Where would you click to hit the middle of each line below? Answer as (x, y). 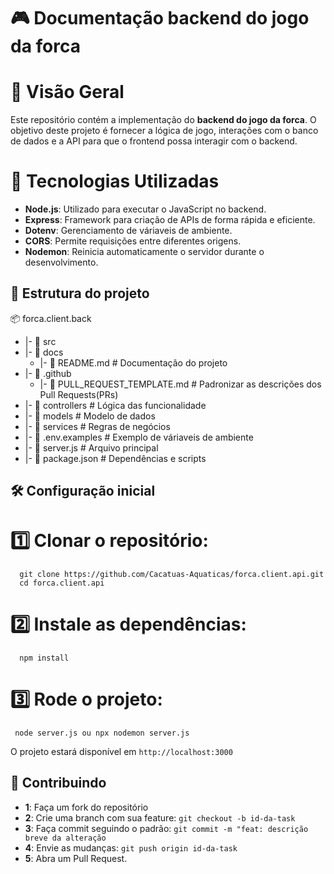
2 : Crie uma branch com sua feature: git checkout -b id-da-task (160, 817)
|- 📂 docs (44, 352)
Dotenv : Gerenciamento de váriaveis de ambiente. (128, 231)
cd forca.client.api (62, 583)
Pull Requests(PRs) (79, 394)
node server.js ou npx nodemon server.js (102, 733)
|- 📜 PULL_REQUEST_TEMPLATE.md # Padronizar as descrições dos (180, 384)
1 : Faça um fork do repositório (86, 807)
